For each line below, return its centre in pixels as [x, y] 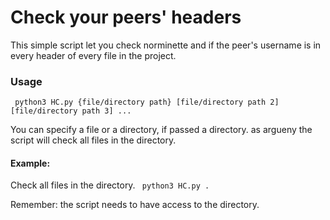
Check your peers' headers [126, 17]
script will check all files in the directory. [93, 140]
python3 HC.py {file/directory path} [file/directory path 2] [147, 102]
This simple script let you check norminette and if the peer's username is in [166, 45]
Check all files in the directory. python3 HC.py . [110, 185]
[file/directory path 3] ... [71, 111]
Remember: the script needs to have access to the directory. [135, 205]
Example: [30, 163]
